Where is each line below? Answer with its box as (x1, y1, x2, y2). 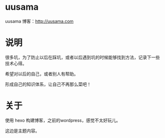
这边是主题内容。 (5, 128, 40, 134)
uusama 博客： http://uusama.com (5, 18, 74, 24)
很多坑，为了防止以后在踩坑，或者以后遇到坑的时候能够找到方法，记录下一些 (5, 54, 160, 60)
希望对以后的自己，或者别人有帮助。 (5, 70, 79, 77)
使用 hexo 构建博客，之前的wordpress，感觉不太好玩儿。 (5, 117, 121, 123)
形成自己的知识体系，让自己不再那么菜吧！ (5, 81, 91, 87)
